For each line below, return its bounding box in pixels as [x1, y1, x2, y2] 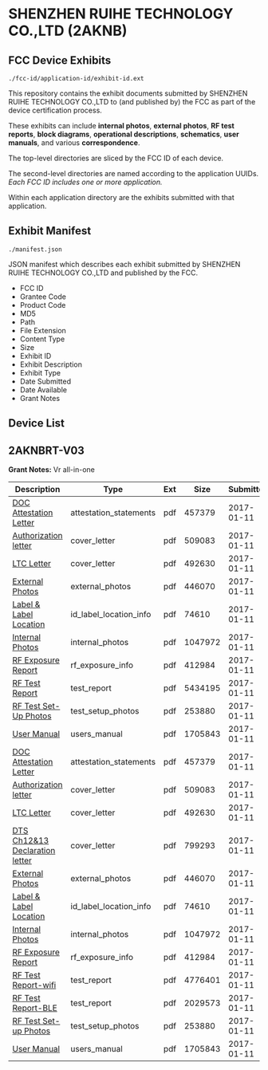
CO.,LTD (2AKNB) [8, 22, 128, 40]
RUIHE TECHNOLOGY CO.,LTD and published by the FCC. [8, 268, 199, 277]
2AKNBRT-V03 [8, 443, 85, 457]
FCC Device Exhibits [8, 53, 112, 67]
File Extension [19, 325, 66, 335]
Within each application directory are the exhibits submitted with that [8, 193, 235, 202]
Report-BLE [12, 1002, 57, 1013]
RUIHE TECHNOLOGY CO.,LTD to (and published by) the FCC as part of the [8, 97, 256, 106]
